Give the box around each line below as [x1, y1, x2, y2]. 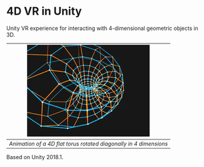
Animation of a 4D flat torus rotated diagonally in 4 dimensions [9, 139, 168, 147]
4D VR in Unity [6, 4, 82, 18]
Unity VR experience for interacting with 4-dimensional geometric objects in [6, 24, 198, 32]
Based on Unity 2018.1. [6, 154, 64, 161]
